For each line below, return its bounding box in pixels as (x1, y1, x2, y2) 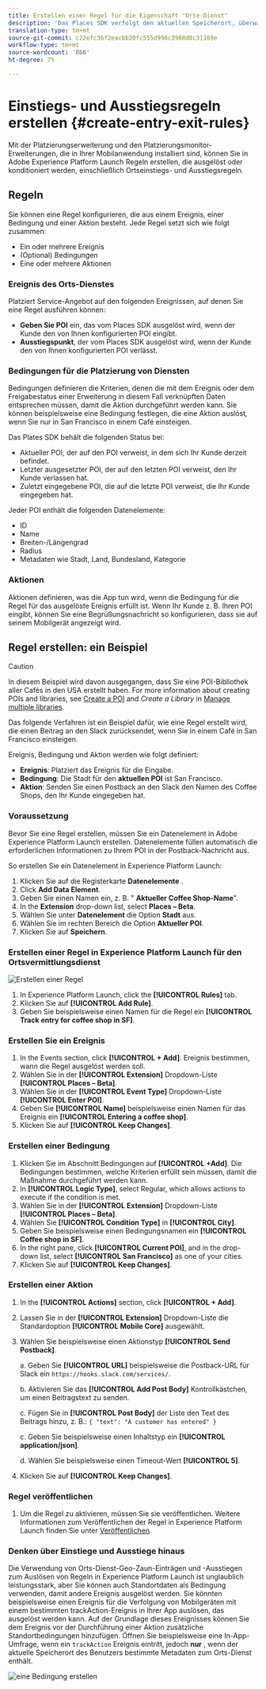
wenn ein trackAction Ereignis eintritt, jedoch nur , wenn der (40, 1640, 239, 1649)
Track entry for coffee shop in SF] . (19, 1015, 135, 1025)
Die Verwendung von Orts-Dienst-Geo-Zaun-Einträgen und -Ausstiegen (8, 1564, 243, 1573)
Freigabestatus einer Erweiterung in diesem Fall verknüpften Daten (8, 392, 226, 402)
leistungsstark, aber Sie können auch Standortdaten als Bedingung (8, 1580, 226, 1590)
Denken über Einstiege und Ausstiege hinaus (8, 1545, 185, 1556)
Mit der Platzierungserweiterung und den (8, 140, 142, 149)
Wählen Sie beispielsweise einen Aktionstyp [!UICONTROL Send (19, 1337, 231, 1346)
